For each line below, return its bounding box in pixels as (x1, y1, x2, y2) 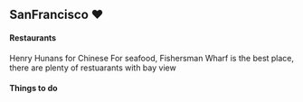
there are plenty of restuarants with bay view (9, 62, 176, 73)
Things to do (9, 83, 58, 94)
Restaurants (9, 32, 57, 43)
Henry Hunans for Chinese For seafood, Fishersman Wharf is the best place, (9, 52, 295, 63)
